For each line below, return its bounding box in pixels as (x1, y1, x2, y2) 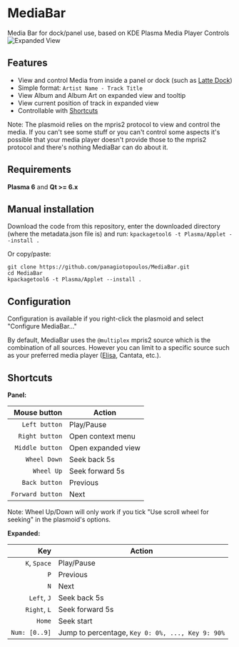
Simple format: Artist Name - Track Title (17, 84, 143, 92)
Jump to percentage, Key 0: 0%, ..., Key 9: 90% (58, 628, 225, 637)
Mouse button (13, 408, 63, 417)
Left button (21, 421, 63, 428)
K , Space (25, 558, 52, 568)
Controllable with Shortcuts (17, 106, 98, 115)
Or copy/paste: (7, 250, 51, 259)
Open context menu (68, 431, 136, 441)
